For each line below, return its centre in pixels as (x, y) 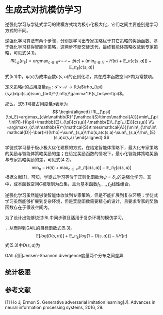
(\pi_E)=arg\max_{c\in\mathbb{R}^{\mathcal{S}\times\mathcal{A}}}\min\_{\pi (81, 117)
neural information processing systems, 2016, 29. (54, 307)
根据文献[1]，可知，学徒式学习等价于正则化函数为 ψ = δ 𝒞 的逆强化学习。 (76, 178)
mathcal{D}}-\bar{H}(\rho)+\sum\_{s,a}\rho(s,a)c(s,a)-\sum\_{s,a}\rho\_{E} (81, 133)
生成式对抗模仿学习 (43, 10)
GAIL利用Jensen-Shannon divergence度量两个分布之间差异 (64, 255)
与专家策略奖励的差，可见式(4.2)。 (40, 160)
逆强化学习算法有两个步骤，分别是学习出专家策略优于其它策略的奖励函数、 (79, 41)
